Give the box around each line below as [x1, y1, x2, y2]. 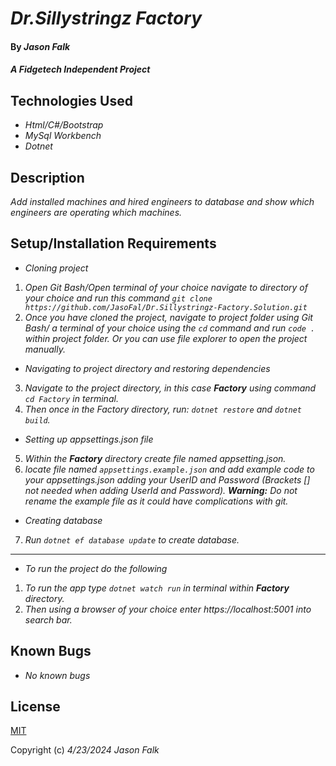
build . [24, 413, 51, 426]
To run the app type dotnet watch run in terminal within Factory [24, 582, 290, 594]
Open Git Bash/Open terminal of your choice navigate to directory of [24, 281, 308, 293]
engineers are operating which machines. [10, 207, 183, 218]
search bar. [24, 613, 73, 626]
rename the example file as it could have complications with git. [24, 495, 289, 507]
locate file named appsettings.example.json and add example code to [24, 463, 315, 475]
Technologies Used [10, 92, 133, 109]
